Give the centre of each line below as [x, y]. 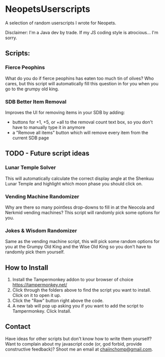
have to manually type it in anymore [49, 127]
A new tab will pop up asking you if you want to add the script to [78, 306]
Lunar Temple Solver [30, 168]
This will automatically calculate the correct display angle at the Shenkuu [80, 178]
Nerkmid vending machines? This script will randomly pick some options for [82, 212]
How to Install [27, 268]
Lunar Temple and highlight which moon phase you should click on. [74, 183]
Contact [18, 327]
